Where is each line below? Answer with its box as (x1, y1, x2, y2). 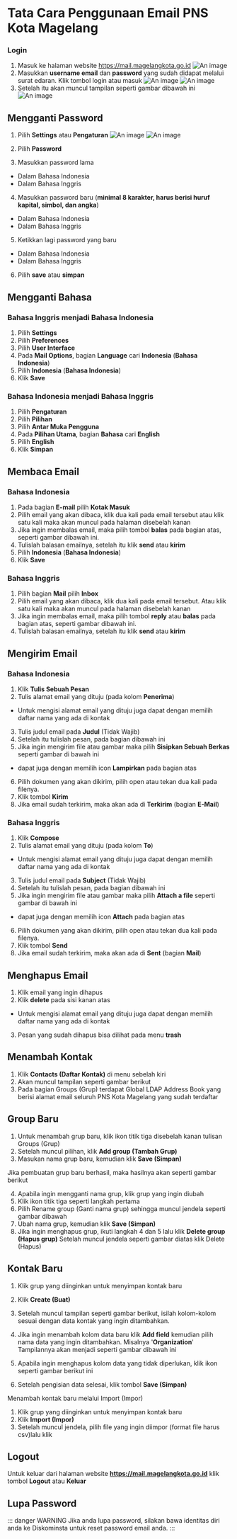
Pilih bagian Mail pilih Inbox (17, 589, 99, 598)
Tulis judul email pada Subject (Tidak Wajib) (17, 876, 146, 885)
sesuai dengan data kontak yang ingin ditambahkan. (17, 1316, 170, 1325)
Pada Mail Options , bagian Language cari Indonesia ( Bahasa (17, 351, 198, 359)
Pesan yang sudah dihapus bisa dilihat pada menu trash (17, 1030, 182, 1039)
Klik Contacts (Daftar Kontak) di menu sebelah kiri (17, 1069, 166, 1078)
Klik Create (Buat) (17, 1295, 71, 1304)
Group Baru (7, 1113, 59, 1125)
